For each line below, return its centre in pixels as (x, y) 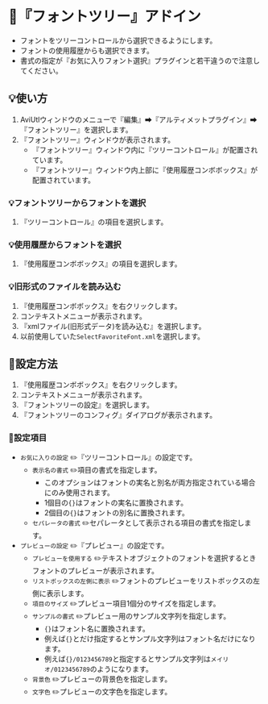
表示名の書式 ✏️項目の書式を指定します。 (97, 469)
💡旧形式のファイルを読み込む (65, 287)
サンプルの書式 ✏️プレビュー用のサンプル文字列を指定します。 (131, 616)
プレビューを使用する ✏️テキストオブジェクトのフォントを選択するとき (144, 558)
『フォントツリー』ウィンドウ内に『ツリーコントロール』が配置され (145, 149)
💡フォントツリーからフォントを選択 (77, 202)
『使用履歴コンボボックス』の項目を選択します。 (101, 264)
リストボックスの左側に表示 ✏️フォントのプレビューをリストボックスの (142, 581)
